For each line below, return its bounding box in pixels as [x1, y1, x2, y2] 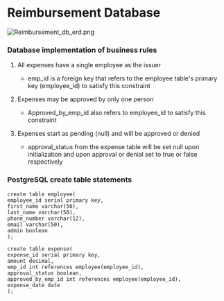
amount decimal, [7, 257, 54, 264]
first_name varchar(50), [7, 203, 79, 209]
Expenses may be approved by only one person [17, 95, 154, 103]
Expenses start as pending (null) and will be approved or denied [17, 130, 200, 138]
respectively [27, 157, 63, 166]
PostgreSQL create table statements [7, 175, 132, 184]
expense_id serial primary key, [7, 251, 101, 258]
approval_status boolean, [7, 269, 82, 277]
